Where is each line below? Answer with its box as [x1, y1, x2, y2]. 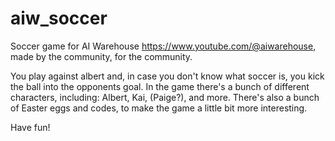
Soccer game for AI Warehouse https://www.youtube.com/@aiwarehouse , [10, 40, 317, 52]
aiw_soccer [10, 7, 108, 30]
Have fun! [10, 121, 51, 133]
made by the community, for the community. [10, 50, 193, 62]
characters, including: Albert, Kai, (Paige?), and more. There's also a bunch [10, 91, 320, 103]
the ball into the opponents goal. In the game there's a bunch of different [10, 80, 310, 92]
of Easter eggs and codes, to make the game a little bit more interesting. [10, 102, 308, 114]
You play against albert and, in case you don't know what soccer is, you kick [10, 70, 325, 82]
